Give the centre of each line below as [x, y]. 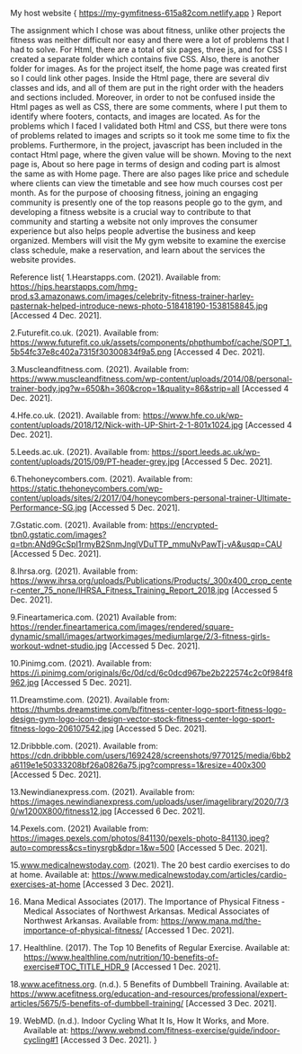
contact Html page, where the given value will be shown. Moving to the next [151, 155]
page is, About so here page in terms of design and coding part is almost [146, 164]
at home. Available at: [50, 875]
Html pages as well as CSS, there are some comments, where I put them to [149, 107]
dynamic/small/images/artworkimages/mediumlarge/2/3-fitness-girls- [140, 636]
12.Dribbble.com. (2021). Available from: [84, 746]
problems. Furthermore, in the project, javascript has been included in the [147, 145]
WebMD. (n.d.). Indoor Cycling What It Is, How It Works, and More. [146, 1021]
